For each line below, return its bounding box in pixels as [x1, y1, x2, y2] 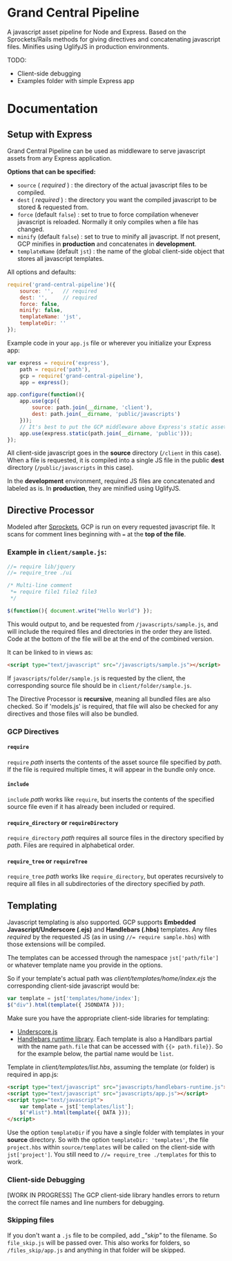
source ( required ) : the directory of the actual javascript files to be [17, 181, 208, 189]
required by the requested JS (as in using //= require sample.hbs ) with [7, 933, 211, 941]
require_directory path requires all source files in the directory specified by [7, 834, 224, 842]
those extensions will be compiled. [7, 940, 106, 949]
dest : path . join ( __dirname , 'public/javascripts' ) [32, 410, 181, 418]
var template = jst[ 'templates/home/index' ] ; [7, 995, 140, 1002]
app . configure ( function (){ [7, 391, 85, 399]
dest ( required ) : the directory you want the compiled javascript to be [17, 195, 217, 203]
